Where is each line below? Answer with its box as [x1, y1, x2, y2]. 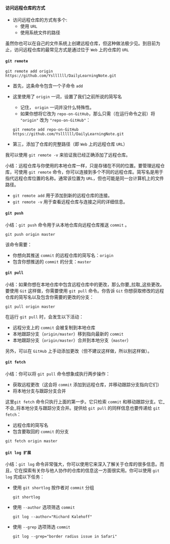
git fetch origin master [5, 439, 58, 444]
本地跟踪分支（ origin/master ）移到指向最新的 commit [12, 331, 124, 337]
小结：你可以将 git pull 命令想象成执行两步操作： [5, 371, 110, 377]
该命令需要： [5, 241, 32, 247]
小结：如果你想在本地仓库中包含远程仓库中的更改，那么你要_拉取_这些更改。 [5, 281, 164, 287]
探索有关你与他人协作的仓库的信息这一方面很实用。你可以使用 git [22, 467, 160, 474]
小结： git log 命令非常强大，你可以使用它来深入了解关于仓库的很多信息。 [5, 461, 160, 467]
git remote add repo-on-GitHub [12, 127, 79, 132]
